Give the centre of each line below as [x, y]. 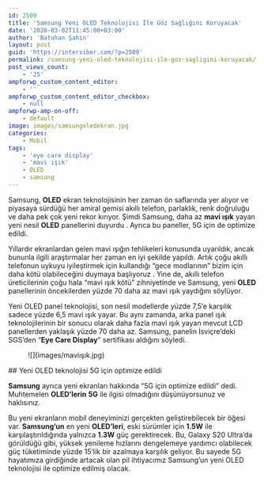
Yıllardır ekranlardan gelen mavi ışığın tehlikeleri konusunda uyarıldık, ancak [131, 248]
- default [39, 119]
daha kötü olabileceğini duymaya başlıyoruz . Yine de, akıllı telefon [116, 274]
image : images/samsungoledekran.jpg [68, 126]
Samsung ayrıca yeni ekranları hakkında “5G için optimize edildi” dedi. [123, 385]
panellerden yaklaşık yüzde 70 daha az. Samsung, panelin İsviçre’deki [122, 331]
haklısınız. [25, 402]
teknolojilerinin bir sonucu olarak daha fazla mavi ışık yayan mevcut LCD [126, 323]
